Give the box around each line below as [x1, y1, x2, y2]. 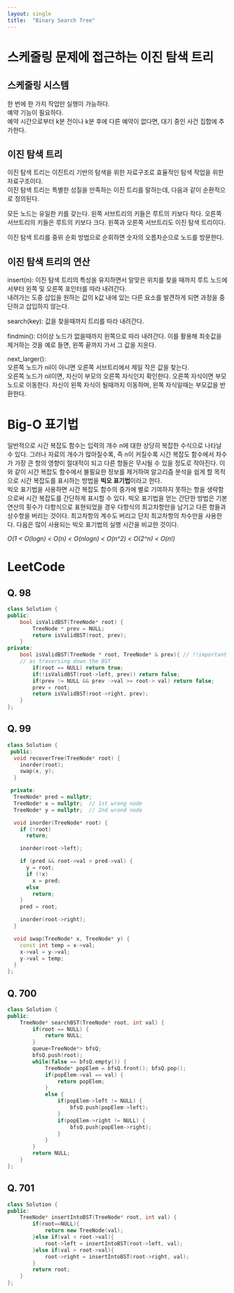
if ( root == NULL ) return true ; [32, 664, 124, 671]
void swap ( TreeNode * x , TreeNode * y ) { [13, 935, 130, 942]
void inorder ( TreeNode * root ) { [13, 819, 109, 826]
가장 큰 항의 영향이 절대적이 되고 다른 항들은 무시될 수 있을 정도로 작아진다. [14, 459, 219, 467]
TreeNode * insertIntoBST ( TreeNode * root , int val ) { [20, 1214, 177, 1221]
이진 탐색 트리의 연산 [7, 256, 90, 268]
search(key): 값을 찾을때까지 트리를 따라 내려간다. [7, 317, 145, 325]
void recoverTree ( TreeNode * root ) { [13, 755, 121, 762]
